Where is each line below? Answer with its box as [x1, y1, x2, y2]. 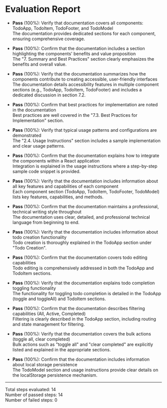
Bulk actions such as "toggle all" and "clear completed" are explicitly [12, 341, 153, 347]
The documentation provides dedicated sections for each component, [12, 30, 156, 36]
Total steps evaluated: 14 [5, 386, 56, 392]
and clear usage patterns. [12, 143, 66, 149]
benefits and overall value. [12, 61, 67, 67]
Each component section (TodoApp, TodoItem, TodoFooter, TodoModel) [12, 188, 160, 194]
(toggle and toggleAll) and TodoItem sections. [12, 296, 106, 302]
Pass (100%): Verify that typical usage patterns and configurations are [12, 127, 157, 133]
